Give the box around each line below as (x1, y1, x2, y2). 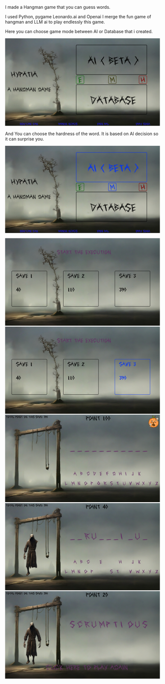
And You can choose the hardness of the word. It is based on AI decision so (5, 131, 159, 137)
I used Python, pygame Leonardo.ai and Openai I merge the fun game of (5, 14, 151, 19)
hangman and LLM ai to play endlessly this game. (5, 19, 105, 25)
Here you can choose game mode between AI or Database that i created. (5, 29, 153, 34)
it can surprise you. (5, 136, 44, 142)
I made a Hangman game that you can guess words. (5, 4, 110, 10)
